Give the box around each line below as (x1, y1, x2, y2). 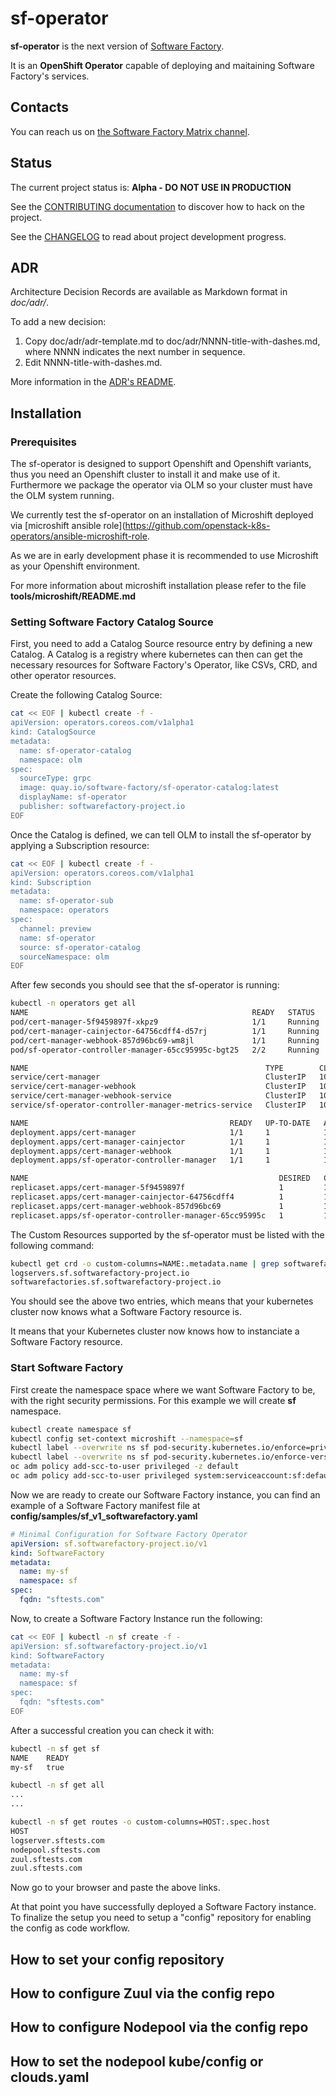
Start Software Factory (10, 1361, 124, 1375)
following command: (10, 1239, 95, 1251)
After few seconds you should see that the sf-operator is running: (10, 979, 280, 991)
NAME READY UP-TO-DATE (10, 1118, 311, 1128)
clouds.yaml (10, 2068, 90, 2086)
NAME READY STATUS (10, 1008, 315, 1018)
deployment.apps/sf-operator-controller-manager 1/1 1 (10, 1155, 271, 1166)
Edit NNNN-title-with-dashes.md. (24, 357, 163, 369)
